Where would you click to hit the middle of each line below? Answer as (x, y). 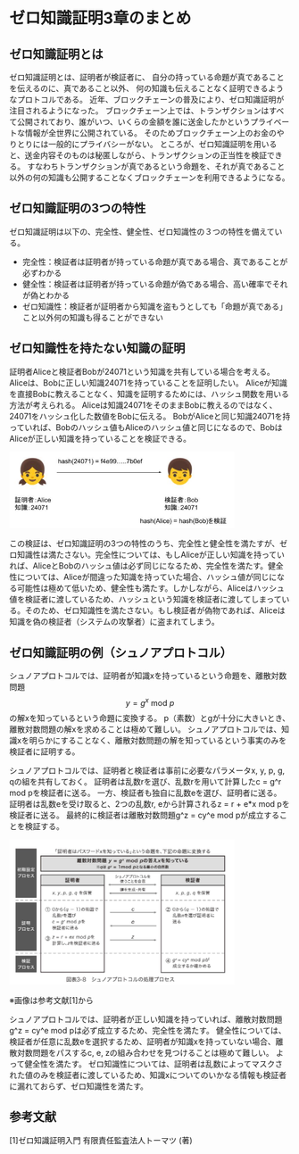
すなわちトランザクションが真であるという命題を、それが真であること (156, 166)
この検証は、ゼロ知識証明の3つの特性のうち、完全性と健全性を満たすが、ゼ (149, 544)
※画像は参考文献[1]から (51, 1000)
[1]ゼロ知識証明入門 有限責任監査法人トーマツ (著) (101, 1140)
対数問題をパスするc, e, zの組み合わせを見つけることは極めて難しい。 (145, 1052)
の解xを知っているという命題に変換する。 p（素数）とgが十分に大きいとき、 (150, 718)
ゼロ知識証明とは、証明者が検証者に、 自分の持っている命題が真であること (147, 77)
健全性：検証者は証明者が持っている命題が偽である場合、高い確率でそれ (155, 284)
